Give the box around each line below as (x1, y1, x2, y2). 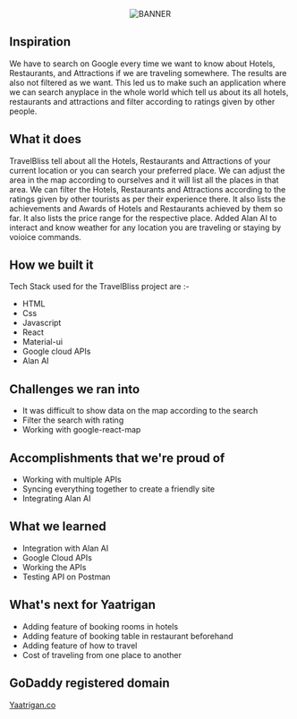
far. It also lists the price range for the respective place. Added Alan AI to (9, 212, 277, 223)
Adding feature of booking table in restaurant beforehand (21, 630, 234, 641)
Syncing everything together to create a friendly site (21, 484, 216, 494)
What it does (9, 132, 82, 147)
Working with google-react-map (21, 424, 141, 435)
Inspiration (9, 34, 72, 49)
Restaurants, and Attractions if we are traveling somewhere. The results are (9, 67, 288, 78)
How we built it (9, 258, 94, 273)
